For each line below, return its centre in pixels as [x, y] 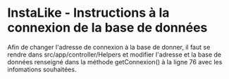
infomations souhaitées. [42, 69]
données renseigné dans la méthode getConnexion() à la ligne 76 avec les [115, 62]
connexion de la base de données [107, 28]
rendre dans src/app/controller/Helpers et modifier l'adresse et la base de [114, 55]
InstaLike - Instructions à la [88, 13]
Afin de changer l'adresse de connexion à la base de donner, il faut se [109, 47]
